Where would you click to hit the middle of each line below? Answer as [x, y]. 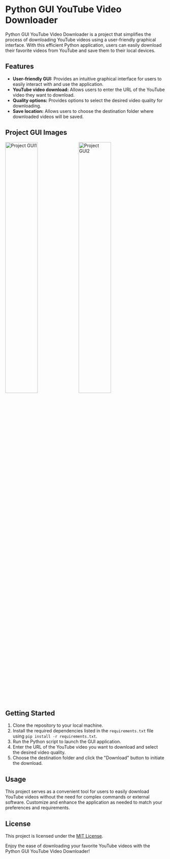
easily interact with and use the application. [58, 84]
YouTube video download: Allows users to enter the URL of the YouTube [89, 90]
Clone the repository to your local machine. [58, 725]
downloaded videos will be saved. [48, 116]
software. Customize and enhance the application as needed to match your [84, 803]
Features [20, 66]
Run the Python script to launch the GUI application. [67, 742]
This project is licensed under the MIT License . [54, 836]
